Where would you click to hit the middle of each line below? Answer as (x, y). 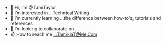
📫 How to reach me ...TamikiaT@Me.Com (54, 34)
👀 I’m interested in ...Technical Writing (49, 13)
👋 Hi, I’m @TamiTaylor (33, 8)
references (21, 23)
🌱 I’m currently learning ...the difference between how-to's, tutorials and (86, 18)
